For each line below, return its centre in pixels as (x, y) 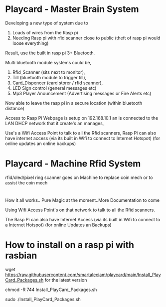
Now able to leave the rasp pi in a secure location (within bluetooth (74, 103)
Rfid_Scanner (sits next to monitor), (49, 72)
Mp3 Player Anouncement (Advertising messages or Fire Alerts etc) (82, 93)
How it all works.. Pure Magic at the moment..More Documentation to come (83, 200)
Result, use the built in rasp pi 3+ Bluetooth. (50, 53)
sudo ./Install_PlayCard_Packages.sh (43, 299)
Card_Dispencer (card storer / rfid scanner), (58, 83)
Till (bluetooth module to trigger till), (49, 77)
